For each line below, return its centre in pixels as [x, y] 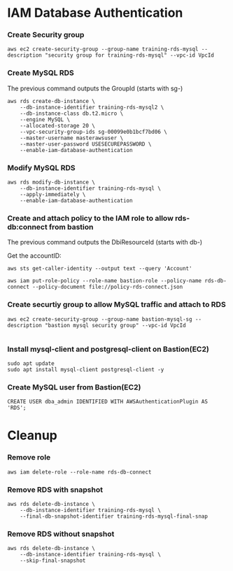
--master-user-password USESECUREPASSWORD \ [86, 144]
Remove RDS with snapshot [55, 490]
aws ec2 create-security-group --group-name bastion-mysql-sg [100, 319]
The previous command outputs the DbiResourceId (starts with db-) [105, 242]
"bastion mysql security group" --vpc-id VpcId [115, 325]
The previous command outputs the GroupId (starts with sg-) [95, 88]
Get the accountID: [34, 256]
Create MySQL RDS [41, 73]
